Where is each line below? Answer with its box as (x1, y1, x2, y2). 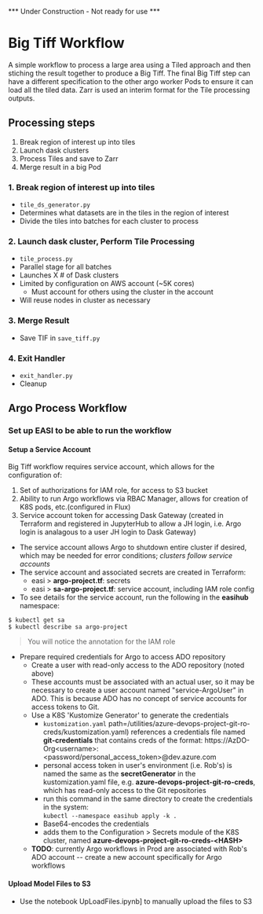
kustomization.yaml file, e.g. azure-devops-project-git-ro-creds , (42, 777, 256, 787)
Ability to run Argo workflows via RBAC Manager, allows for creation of (19, 494, 249, 504)
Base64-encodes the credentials (42, 819, 149, 828)
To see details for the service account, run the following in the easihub (19, 593, 249, 602)
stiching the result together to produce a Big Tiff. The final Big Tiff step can (8, 68, 251, 78)
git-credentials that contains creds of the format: (42, 736, 203, 745)
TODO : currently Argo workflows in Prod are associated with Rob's (31, 844, 247, 853)
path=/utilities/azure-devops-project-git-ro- (108, 719, 250, 729)
